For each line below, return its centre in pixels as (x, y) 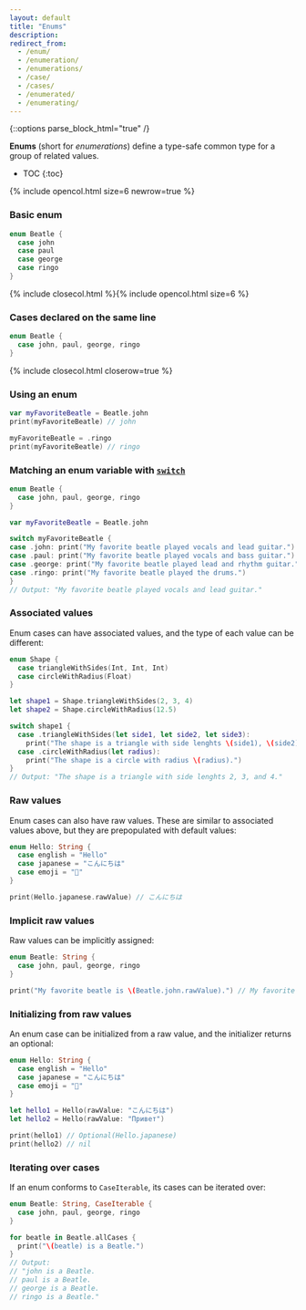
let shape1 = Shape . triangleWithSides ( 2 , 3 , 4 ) (102, 702)
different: (26, 642)
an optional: (31, 1043)
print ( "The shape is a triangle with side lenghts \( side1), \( (150, 743)
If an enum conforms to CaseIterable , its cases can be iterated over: (138, 1188)
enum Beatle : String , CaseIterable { (81, 1204)
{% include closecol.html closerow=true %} (91, 370)
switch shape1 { (40, 726)
